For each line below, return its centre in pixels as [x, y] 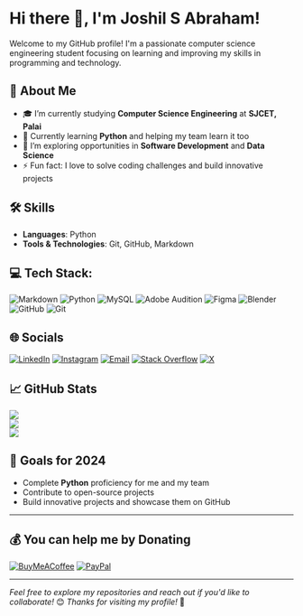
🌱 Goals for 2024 [58, 461]
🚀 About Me [43, 91]
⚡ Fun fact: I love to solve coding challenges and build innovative [142, 165]
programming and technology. [65, 62]
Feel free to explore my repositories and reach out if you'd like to [129, 592]
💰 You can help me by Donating [100, 540]
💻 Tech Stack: [51, 273]
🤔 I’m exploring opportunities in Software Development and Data [143, 145]
